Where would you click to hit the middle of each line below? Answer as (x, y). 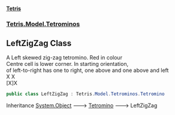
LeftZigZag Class (39, 43)
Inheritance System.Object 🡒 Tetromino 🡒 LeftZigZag (82, 105)
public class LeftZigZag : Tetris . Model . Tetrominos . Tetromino (85, 94)
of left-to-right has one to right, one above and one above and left (87, 70)
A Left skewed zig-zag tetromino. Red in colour (64, 57)
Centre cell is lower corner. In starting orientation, (67, 64)
